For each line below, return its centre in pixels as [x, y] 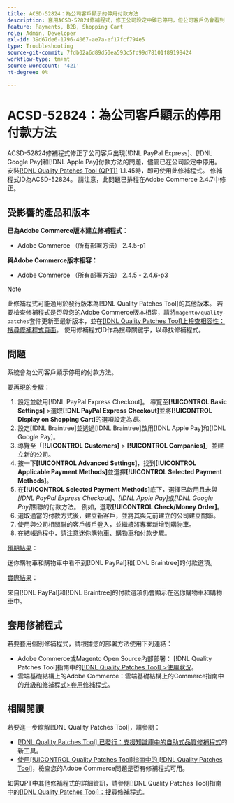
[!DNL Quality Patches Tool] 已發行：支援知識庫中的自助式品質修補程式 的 [122, 741]
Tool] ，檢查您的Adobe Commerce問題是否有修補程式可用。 [103, 768]
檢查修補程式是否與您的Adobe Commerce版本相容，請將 [94, 313]
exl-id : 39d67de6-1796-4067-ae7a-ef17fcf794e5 [76, 40]
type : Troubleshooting [40, 46]
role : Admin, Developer [42, 33]
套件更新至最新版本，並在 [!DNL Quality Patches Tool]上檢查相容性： [127, 321]
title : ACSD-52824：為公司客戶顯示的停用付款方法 [73, 14]
